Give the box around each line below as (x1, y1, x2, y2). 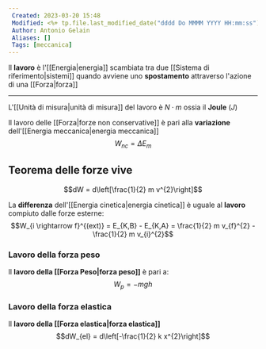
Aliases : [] (11, 33, 51, 42)
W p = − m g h (113, 279, 153, 290)
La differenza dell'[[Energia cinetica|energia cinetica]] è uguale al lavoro (8, 200, 245, 209)
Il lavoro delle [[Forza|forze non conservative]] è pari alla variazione (8, 118, 231, 128)
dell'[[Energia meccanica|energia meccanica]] (8, 126, 160, 136)
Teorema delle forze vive (8, 163, 133, 177)
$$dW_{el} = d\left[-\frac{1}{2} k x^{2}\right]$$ (55, 332, 211, 341)
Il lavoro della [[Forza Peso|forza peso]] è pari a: (8, 267, 169, 277)
